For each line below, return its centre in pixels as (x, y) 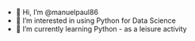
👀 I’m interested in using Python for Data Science (96, 20)
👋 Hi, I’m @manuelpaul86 (57, 12)
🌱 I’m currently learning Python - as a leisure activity (101, 29)
